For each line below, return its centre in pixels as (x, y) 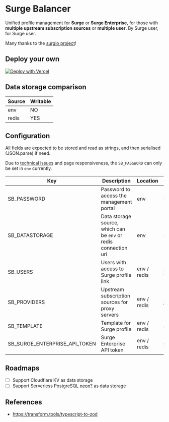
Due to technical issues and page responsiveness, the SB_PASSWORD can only (84, 163)
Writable (40, 101)
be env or (112, 235)
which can (113, 229)
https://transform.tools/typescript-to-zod (55, 414)
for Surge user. (21, 33)
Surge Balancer (38, 9)
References (24, 402)
